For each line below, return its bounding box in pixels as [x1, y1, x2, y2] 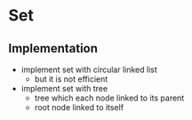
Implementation [8, 41, 99, 56]
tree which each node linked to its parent [34, 92, 185, 103]
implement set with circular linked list [20, 64, 157, 75]
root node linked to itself [34, 102, 124, 112]
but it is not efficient [34, 74, 108, 84]
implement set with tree [20, 84, 108, 93]
